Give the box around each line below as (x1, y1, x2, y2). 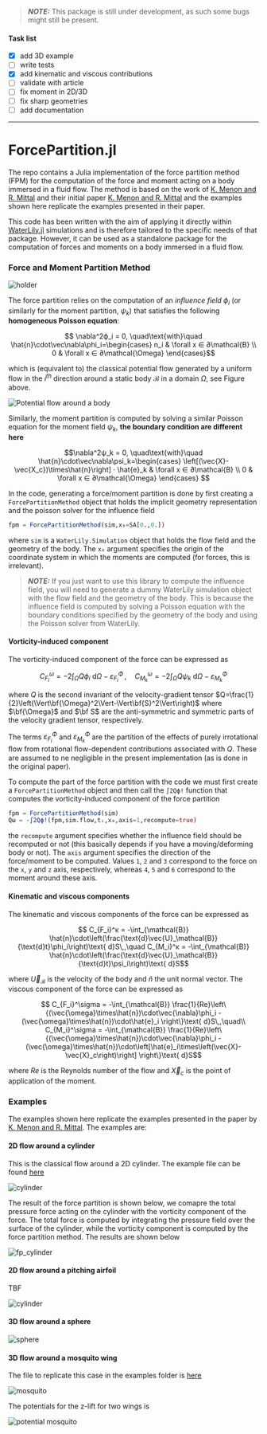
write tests (19, 60, 55, 70)
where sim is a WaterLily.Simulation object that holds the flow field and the (8, 535, 256, 545)
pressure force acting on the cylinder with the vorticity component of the (8, 1206, 246, 1216)
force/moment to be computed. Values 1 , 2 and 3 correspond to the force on (8, 856, 257, 866)
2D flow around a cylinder (8, 1141, 95, 1150)
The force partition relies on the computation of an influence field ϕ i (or (8, 295, 242, 307)
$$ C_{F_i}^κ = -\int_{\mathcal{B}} (78, 924, 189, 934)
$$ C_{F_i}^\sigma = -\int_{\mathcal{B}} (41, 1000, 171, 1009)
